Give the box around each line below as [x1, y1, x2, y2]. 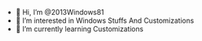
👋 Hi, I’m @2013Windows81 [15, 8, 105, 17]
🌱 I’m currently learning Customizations [15, 24, 144, 33]
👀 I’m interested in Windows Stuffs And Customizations [15, 16, 194, 25]
